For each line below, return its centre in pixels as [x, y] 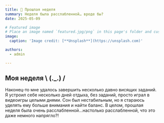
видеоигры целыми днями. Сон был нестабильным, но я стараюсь [75, 100]
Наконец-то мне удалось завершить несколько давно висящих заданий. [81, 90]
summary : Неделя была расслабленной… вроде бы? [54, 14]
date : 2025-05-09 [23, 18]
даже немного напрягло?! [32, 116]
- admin [17, 54]
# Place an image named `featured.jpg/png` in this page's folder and [78, 32]
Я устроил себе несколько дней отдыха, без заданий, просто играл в [77, 95]
